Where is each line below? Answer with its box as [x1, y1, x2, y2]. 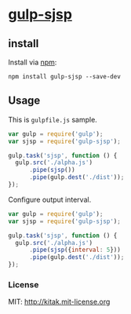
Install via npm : [8, 57, 57, 67]
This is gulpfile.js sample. [8, 115, 98, 124]
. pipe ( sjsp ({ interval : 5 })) [28, 246, 122, 254]
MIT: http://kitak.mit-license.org [8, 297, 111, 307]
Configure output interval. [8, 195, 92, 204]
